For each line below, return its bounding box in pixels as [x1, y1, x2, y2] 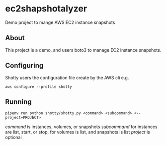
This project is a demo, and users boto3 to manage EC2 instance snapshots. [5, 47, 162, 53]
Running [5, 97, 32, 106]
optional [5, 135, 22, 141]
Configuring [5, 62, 44, 70]
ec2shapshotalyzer [5, 3, 87, 14]
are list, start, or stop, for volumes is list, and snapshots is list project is [5, 129, 151, 135]
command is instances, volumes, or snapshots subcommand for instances [5, 124, 158, 130]
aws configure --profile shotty [5, 84, 72, 89]
